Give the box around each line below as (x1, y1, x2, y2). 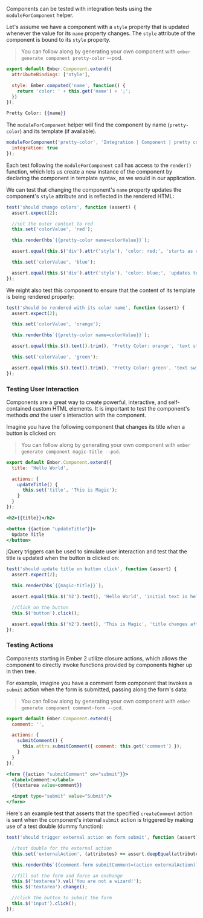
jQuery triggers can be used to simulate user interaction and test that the (6, 548, 187, 555)
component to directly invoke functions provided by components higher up (6, 661, 193, 668)
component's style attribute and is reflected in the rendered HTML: (6, 192, 175, 200)
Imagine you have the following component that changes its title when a (6, 423, 185, 430)
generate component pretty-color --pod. (21, 54, 123, 61)
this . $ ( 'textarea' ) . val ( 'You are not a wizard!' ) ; (11, 878, 142, 885)
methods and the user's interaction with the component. (6, 411, 147, 418)
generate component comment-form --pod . (21, 704, 123, 711)
